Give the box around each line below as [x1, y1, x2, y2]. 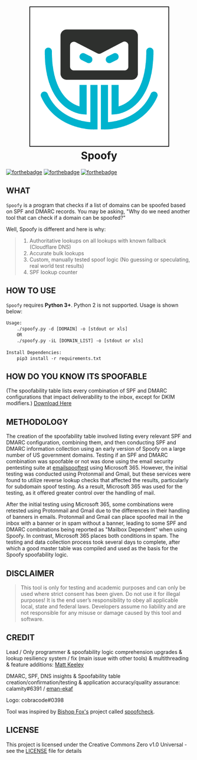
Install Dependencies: [6, 349, 62, 355]
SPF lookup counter [29, 268, 78, 275]
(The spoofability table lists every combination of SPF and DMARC [6, 387, 168, 395]
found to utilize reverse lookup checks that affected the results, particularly [6, 477, 189, 484]
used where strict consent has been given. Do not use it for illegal [20, 591, 180, 597]
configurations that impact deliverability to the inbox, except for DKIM [6, 393, 175, 400]
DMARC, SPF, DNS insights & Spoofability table [6, 672, 121, 679]
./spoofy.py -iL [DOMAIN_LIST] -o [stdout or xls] [17, 338, 144, 344]
